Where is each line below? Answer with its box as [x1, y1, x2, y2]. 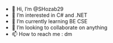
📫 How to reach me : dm [11, 31, 73, 37]
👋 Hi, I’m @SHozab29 [11, 6, 64, 12]
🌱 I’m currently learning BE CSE [11, 18, 88, 24]
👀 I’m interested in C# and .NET [11, 12, 88, 19]
